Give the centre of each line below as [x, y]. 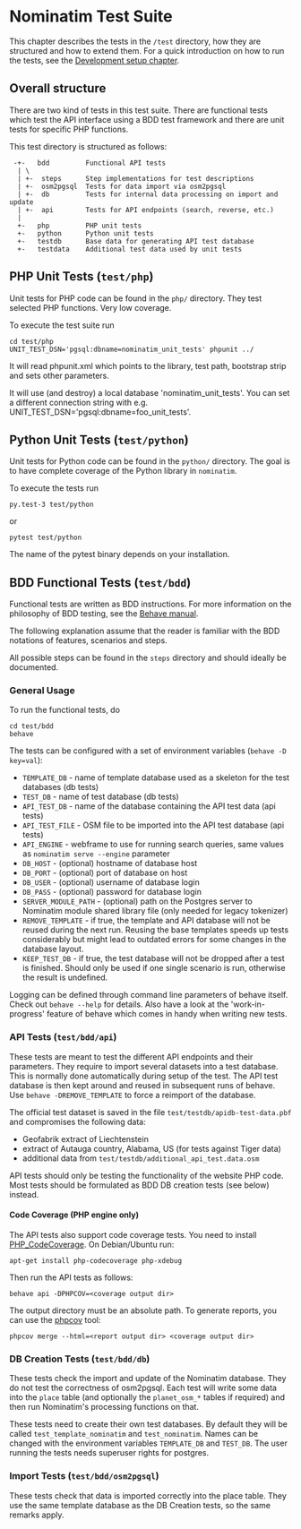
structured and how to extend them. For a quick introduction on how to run [147, 50]
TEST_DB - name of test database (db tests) [100, 797]
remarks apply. [37, 1515]
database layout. [53, 949]
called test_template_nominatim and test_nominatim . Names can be [134, 1434]
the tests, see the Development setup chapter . [95, 60]
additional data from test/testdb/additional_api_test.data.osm [141, 1158]
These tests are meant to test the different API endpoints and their [131, 1057]
